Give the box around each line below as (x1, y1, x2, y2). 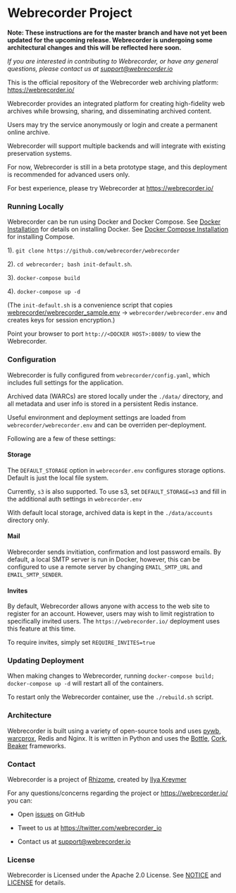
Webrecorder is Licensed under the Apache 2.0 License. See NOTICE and (7, 871, 222, 880)
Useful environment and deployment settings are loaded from (7, 413, 186, 421)
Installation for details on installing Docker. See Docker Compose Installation (7, 225, 229, 233)
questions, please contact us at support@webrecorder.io (7, 64, 173, 73)
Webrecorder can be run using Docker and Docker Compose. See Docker (7, 217, 221, 226)
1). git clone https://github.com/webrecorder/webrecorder (7, 246, 180, 255)
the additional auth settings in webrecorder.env (7, 494, 142, 503)
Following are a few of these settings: (7, 434, 116, 442)
